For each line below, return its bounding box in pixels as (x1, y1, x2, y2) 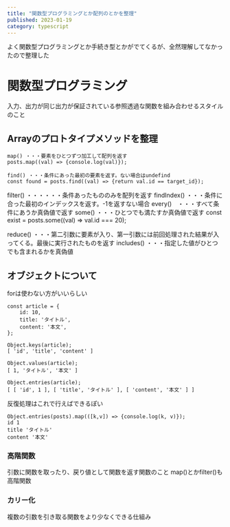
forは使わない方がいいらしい (7, 289, 88, 297)
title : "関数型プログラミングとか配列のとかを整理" (7, 10, 137, 17)
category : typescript (7, 23, 69, 30)
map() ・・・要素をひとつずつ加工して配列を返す (7, 153, 128, 160)
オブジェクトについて (7, 269, 97, 281)
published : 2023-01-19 (7, 17, 72, 23)
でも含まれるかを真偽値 (7, 247, 73, 256)
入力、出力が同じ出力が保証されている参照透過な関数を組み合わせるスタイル (7, 102, 224, 110)
